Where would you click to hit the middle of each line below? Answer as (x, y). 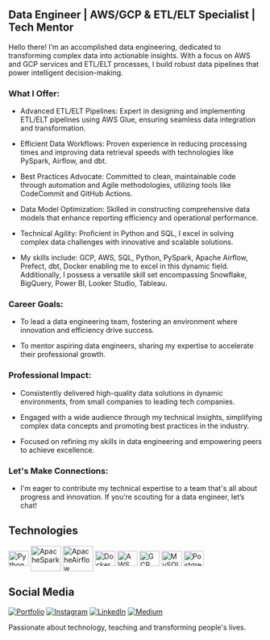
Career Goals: (36, 305)
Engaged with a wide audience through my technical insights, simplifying (141, 417)
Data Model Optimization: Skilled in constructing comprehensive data (135, 210)
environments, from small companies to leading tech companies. (127, 401)
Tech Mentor (41, 28)
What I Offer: (34, 94)
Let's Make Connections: (58, 471)
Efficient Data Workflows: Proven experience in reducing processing (133, 144)
